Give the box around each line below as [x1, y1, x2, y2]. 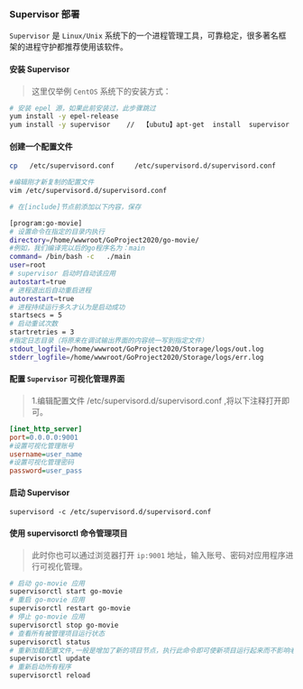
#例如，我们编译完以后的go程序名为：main [9, 243, 146, 253]
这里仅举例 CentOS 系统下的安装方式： [31, 86, 171, 96]
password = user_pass [9, 466, 83, 475]
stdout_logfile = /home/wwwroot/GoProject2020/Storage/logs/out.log [9, 344, 264, 354]
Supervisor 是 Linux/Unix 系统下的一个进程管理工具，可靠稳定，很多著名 [9, 30, 279, 41]
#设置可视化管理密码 [9, 458, 75, 467]
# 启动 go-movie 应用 [9, 579, 86, 588]
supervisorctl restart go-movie [9, 604, 131, 613]
